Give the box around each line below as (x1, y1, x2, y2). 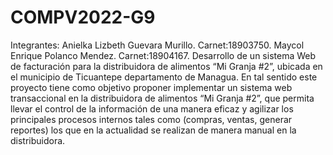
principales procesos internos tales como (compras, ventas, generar (10, 113, 293, 125)
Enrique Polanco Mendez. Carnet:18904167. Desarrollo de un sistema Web (10, 49, 317, 61)
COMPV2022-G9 (10, 6, 156, 29)
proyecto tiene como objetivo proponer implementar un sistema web (10, 81, 293, 93)
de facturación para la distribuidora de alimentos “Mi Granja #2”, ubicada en (10, 60, 323, 72)
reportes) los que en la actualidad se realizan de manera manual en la (10, 124, 297, 136)
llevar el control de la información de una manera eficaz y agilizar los (10, 102, 294, 115)
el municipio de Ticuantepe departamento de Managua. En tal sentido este (10, 71, 318, 83)
